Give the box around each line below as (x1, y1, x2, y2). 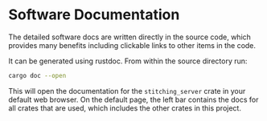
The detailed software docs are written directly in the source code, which (8, 32, 252, 42)
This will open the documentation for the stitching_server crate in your (8, 86, 246, 95)
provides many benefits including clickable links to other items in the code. (8, 40, 256, 50)
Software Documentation (8, 6, 180, 24)
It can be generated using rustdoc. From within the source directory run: (8, 56, 248, 66)
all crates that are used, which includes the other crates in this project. (8, 103, 241, 113)
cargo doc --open (8, 71, 67, 79)
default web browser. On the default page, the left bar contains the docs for (8, 95, 259, 104)
